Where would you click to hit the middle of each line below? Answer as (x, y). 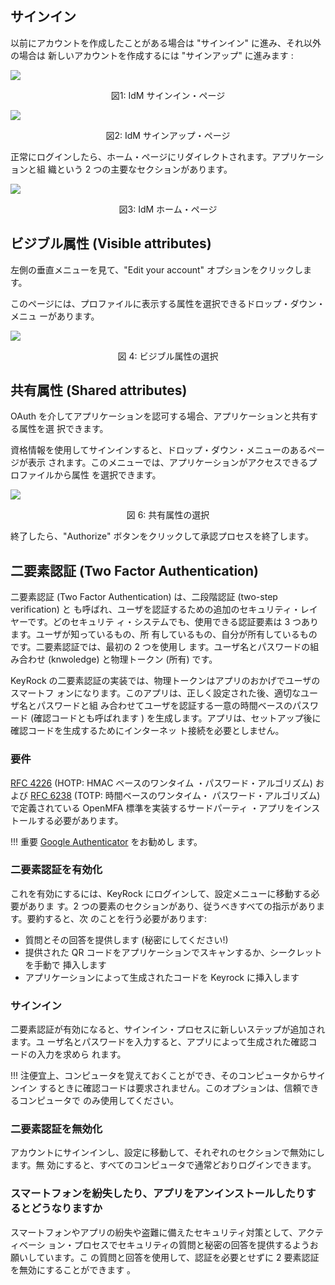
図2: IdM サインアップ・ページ (168, 135)
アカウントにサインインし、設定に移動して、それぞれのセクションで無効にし (167, 1153)
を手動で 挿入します (65, 964)
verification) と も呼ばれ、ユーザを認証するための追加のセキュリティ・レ (160, 609)
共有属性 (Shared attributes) (99, 390)
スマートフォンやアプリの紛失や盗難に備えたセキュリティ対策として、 (154, 1232)
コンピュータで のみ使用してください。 (99, 1101)
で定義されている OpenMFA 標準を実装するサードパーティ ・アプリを (152, 808)
